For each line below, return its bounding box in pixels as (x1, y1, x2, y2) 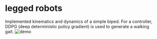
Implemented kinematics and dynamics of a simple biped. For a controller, (5, 19, 153, 24)
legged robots (5, 3, 63, 14)
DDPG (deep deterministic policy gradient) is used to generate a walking (5, 23, 149, 29)
